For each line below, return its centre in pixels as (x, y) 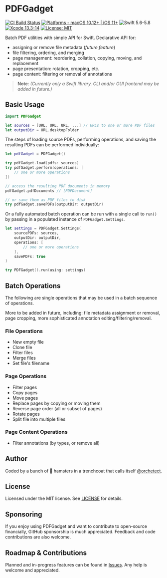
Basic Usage (25, 105)
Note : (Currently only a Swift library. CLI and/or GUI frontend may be (88, 84)
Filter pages (25, 387)
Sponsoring (24, 514)
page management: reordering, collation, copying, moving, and (77, 58)
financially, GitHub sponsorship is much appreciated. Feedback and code (80, 532)
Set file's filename (31, 363)
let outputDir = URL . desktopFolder (42, 130)
